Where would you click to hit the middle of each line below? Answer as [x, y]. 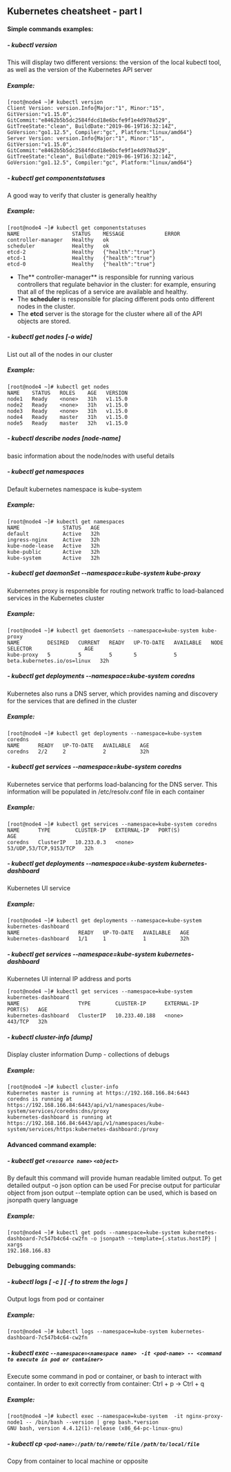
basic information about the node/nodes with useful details [91, 456]
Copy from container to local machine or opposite [78, 1461]
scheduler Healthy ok [58, 246]
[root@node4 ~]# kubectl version [55, 102]
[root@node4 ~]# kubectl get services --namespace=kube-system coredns [112, 824]
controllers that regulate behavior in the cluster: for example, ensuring [116, 284]
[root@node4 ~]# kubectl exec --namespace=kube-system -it [96, 1417]
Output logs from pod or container [56, 1299]
